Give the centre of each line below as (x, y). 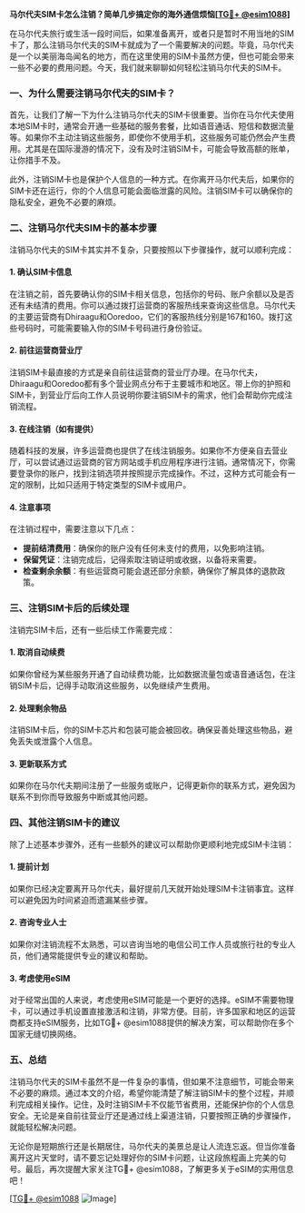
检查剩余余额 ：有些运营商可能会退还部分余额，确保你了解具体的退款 (150, 571)
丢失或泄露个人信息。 (57, 741)
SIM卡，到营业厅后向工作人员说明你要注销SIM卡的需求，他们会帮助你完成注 (151, 395)
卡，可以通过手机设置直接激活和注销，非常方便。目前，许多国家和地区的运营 (152, 1011)
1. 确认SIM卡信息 (41, 272)
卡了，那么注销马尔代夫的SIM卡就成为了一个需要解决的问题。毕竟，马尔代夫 (152, 45)
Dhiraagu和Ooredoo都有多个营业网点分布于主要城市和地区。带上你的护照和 (150, 384)
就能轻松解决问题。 (45, 1127)
